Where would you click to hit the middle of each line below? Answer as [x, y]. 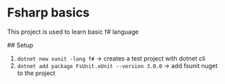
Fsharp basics [49, 13]
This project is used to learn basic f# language [73, 32]
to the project [36, 73]
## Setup [20, 45]
